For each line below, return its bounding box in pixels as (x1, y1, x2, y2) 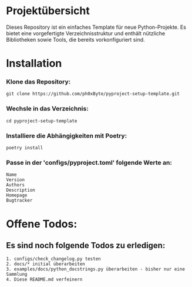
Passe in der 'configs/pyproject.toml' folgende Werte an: (6, 158, 172, 166)
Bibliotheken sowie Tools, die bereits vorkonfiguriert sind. (6, 36, 145, 43)
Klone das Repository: (6, 78, 71, 86)
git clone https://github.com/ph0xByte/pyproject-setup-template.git (6, 91, 180, 97)
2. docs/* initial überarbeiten (6, 261, 85, 267)
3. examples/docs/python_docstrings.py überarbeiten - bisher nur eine (6, 266, 185, 272)
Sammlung (6, 272, 28, 278)
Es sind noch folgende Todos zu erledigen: (6, 240, 166, 251)
